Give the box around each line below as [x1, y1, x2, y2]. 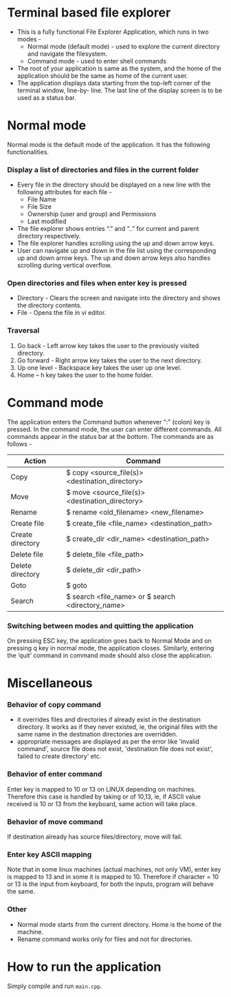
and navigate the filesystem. [27, 50, 108, 58]
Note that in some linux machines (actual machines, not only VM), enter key [7, 865, 221, 874]
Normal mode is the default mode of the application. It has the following [7, 140, 210, 149]
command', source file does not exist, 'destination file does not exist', [16, 745, 213, 753]
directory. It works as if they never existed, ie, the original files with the [16, 723, 218, 731]
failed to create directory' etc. [16, 752, 102, 761]
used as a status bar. [16, 93, 77, 101]
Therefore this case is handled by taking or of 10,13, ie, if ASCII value [7, 792, 201, 801]
